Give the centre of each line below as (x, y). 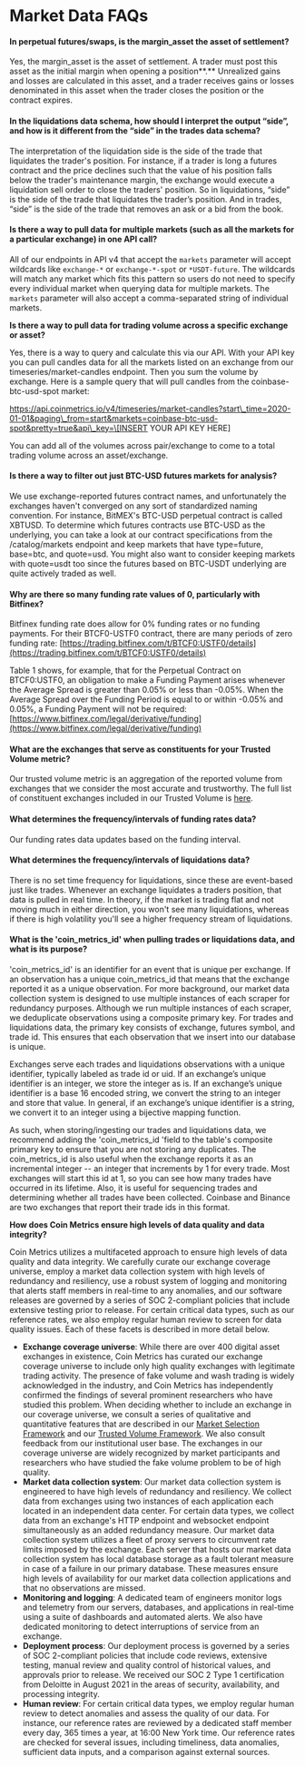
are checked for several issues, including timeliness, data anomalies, (151, 1742)
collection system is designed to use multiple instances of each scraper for (150, 999)
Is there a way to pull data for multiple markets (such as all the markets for (152, 230)
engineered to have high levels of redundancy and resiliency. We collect (157, 1492)
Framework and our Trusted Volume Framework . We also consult (144, 1434)
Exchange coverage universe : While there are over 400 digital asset (151, 1347)
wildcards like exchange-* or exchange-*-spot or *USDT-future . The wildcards (152, 269)
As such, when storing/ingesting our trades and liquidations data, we (138, 1130)
